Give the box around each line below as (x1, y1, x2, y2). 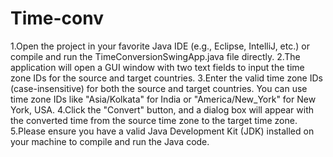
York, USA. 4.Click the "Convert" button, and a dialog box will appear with (10, 103, 315, 116)
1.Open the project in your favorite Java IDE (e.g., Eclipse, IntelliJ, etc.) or (10, 40, 310, 52)
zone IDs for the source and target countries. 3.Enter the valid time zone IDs (10, 72, 323, 84)
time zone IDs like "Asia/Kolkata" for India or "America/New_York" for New (10, 93, 317, 105)
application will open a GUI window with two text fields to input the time (10, 61, 305, 73)
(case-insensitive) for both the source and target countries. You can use (10, 82, 308, 94)
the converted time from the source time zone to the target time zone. (10, 114, 298, 126)
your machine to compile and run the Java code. (10, 135, 210, 147)
